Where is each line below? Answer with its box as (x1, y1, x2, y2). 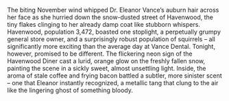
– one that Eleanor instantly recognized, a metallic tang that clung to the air (7, 79, 219, 87)
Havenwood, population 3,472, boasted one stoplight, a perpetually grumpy (7, 27, 221, 36)
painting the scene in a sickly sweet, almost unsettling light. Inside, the (7, 65, 206, 72)
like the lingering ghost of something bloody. (7, 86, 134, 94)
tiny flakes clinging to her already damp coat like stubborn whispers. (7, 21, 201, 28)
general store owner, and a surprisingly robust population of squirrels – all (7, 35, 216, 43)
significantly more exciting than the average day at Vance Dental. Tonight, (7, 43, 216, 50)
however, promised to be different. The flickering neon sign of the (7, 49, 193, 58)
